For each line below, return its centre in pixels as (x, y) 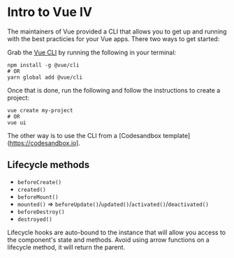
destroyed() (35, 219)
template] (177, 135)
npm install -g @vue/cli (43, 65)
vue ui (17, 123)
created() (32, 190)
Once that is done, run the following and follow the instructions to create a (114, 90)
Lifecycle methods (49, 165)
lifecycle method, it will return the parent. (66, 247)
